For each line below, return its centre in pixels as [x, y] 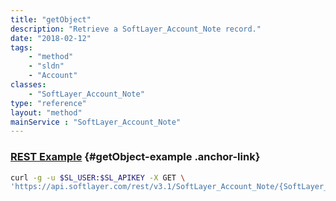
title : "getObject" [51, 19]
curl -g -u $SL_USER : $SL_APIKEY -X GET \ [98, 177]
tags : [21, 47]
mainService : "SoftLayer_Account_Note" [96, 122]
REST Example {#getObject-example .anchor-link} [135, 157]
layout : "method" [46, 112]
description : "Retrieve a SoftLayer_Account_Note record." [136, 29]
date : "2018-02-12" [51, 38]
